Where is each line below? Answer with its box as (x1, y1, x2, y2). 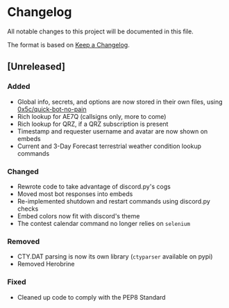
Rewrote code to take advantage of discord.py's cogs (17, 182, 171, 191)
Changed (7, 166, 40, 176)
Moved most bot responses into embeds (17, 189, 133, 198)
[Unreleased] (7, 60, 66, 73)
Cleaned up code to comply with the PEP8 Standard (17, 293, 166, 301)
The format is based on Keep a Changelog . (7, 40, 130, 49)
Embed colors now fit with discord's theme (17, 211, 140, 220)
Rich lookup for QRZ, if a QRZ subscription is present (17, 120, 169, 128)
